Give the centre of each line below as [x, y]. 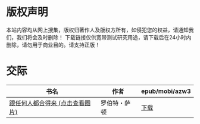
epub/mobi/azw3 [166, 91]
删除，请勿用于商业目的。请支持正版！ [53, 45]
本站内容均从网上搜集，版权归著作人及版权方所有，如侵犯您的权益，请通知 [97, 30]
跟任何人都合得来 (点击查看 [47, 103]
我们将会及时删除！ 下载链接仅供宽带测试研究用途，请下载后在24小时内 [104, 37]
